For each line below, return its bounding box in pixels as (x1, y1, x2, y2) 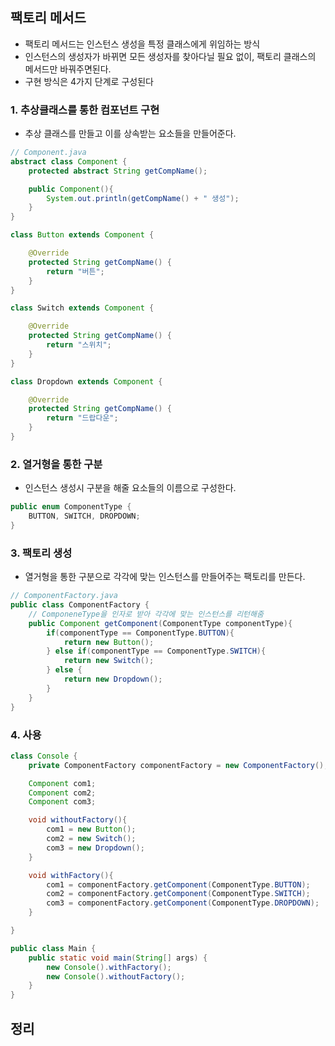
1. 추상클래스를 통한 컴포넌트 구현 (10, 103, 160, 117)
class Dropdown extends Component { (10, 376, 163, 387)
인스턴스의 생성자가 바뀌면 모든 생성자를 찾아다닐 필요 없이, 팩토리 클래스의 (24, 50, 317, 62)
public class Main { (10, 943, 97, 953)
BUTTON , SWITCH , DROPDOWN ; (28, 511, 141, 522)
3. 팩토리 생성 (10, 546, 73, 560)
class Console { (10, 751, 78, 761)
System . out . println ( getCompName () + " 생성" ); (46, 193, 240, 203)
